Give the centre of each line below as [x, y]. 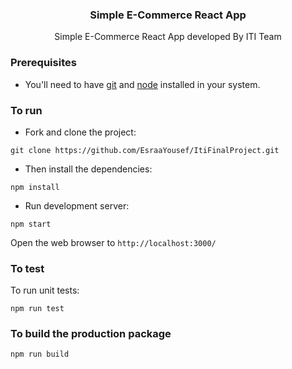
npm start [31, 224]
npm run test [37, 309]
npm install [35, 187]
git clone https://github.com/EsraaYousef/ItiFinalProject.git [145, 150]
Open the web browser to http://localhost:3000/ [113, 242]
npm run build [40, 354]
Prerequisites [43, 63]
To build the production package [91, 334]
